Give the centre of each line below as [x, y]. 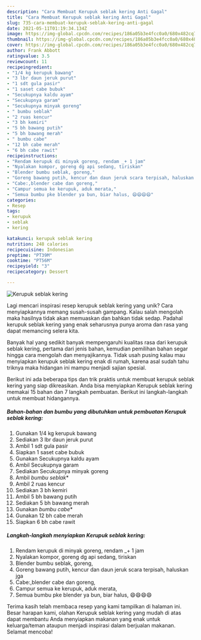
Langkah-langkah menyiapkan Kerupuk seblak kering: [76, 535]
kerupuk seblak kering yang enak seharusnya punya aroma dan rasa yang [98, 324]
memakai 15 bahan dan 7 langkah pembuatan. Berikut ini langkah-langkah [98, 392]
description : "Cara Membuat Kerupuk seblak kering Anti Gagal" [87, 12]
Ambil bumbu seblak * [42, 477]
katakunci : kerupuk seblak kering [50, 238]
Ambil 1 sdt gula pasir [42, 446]
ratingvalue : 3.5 [28, 56]
